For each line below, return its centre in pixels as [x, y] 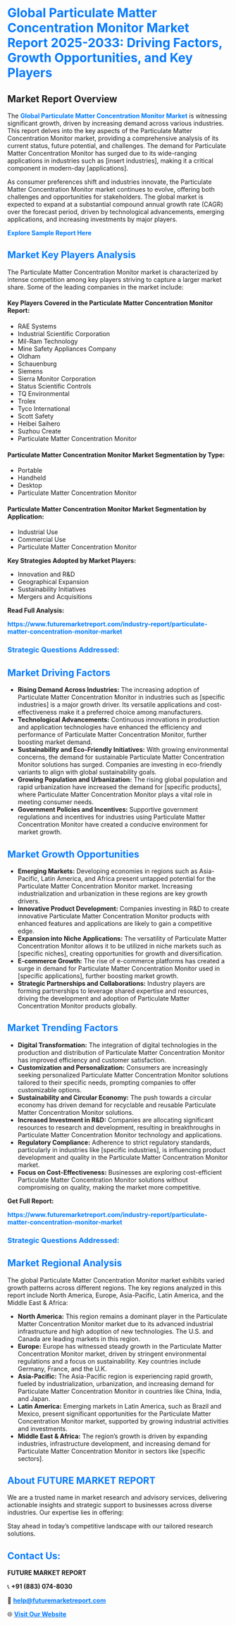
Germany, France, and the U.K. [62, 1368]
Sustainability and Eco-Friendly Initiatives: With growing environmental [123, 750]
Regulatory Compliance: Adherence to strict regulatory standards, [114, 1142]
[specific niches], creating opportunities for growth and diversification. [120, 953]
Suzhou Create [39, 431]
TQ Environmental [44, 394]
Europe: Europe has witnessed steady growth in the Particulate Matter [119, 1346]
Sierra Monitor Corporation [57, 379]
